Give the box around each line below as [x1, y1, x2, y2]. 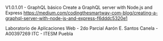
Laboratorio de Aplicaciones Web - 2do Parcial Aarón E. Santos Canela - [5, 25, 158, 31]
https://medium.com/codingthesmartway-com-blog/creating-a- [23, 10, 158, 16]
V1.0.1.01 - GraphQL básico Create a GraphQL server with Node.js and [5, 5, 153, 10]
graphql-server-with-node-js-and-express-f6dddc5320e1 [5, 15, 128, 21]
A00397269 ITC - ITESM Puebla [5, 31, 73, 36]
